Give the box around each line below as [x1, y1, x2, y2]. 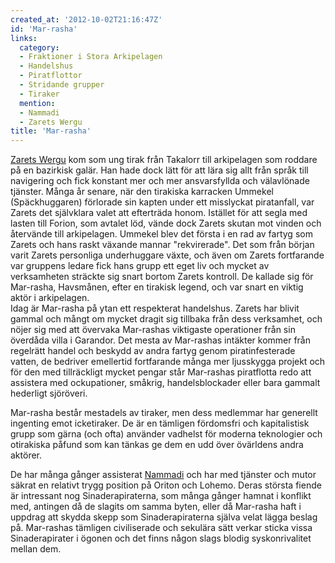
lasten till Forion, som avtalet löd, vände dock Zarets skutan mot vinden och [10, 217, 322, 230]
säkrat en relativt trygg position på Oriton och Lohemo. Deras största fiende [10, 479, 322, 491]
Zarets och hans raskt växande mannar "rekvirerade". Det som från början [10, 239, 315, 251]
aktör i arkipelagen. [10, 292, 90, 304]
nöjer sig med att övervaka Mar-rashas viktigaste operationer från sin [10, 324, 296, 336]
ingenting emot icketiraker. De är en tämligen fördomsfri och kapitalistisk [10, 417, 310, 430]
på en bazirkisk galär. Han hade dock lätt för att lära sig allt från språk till [10, 164, 309, 176]
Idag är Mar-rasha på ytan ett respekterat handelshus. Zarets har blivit [10, 302, 300, 315]
